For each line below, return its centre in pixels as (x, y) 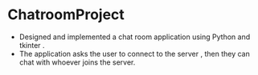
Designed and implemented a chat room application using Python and (135, 37)
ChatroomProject (66, 15)
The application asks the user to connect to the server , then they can (134, 53)
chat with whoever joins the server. (77, 62)
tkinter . (32, 45)
